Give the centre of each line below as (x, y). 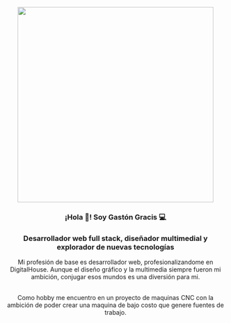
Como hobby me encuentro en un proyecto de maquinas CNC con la (115, 298)
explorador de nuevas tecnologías (115, 247)
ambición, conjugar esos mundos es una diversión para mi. (115, 277)
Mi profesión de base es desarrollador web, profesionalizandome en (115, 262)
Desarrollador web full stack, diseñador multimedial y (115, 238)
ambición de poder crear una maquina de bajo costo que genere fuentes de (115, 305)
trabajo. (115, 313)
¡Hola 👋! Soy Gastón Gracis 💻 (115, 217)
